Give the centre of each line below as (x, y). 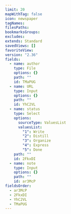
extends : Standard (24, 41)
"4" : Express (36, 145)
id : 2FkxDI (25, 159)
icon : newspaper (21, 18)
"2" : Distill (36, 136)
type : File (25, 69)
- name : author (25, 64)
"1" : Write (34, 132)
